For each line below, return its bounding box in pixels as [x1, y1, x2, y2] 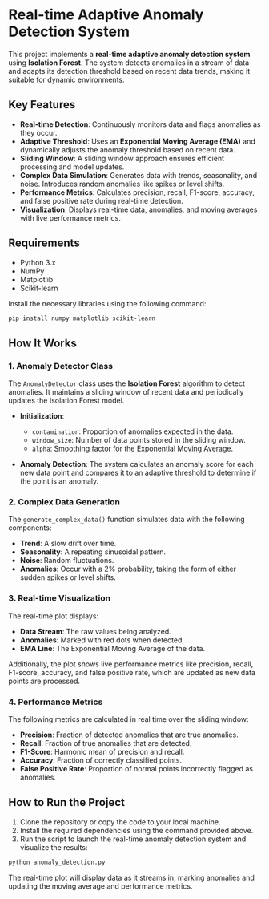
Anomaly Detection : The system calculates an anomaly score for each [19, 460, 254, 469]
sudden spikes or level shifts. [19, 573, 116, 582]
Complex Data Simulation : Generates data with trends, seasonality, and [19, 170, 258, 180]
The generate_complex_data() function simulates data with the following [8, 515, 246, 524]
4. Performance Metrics [8, 696, 103, 707]
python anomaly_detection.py [8, 858, 106, 866]
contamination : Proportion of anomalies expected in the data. [31, 427, 234, 436]
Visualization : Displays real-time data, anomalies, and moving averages [19, 205, 258, 214]
